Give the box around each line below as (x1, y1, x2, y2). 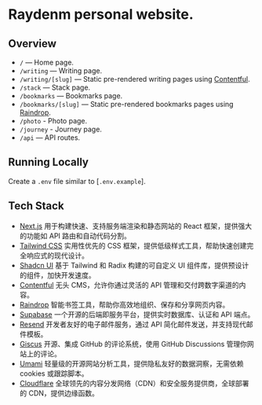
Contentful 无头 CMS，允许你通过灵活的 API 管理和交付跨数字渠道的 (19, 280, 239, 289)
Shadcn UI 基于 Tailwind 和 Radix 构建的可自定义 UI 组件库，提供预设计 (19, 260, 249, 270)
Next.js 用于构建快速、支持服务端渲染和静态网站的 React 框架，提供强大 (19, 221, 253, 230)
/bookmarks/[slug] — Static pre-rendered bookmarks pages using (19, 100, 234, 109)
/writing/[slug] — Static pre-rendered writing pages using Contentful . (19, 75, 251, 83)
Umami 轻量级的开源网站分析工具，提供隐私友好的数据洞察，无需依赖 (19, 359, 244, 368)
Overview (8, 37, 57, 50)
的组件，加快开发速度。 (19, 270, 96, 280)
